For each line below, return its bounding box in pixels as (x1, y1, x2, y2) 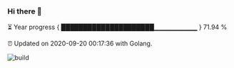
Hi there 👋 (7, 6, 43, 16)
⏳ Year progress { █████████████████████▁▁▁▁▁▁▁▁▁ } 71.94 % (7, 23, 228, 31)
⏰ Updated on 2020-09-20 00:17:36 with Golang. (7, 39, 153, 48)
